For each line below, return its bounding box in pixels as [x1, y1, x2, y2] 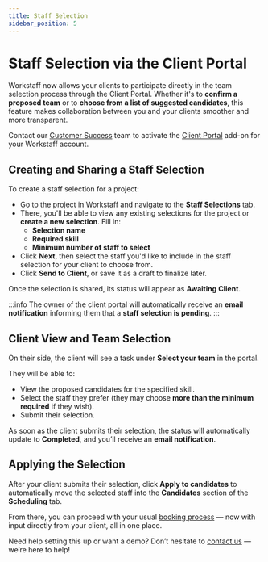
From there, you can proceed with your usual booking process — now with [8, 512, 256, 522]
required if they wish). [19, 401, 95, 412]
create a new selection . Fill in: [19, 217, 121, 227]
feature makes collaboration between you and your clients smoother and [8, 107, 249, 116]
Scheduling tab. [8, 496, 63, 505]
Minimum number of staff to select [31, 243, 150, 253]
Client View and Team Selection [8, 332, 171, 346]
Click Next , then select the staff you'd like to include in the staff [19, 251, 232, 261]
